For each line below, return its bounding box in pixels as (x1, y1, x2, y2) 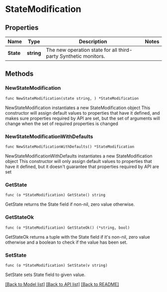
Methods (5, 70, 34, 78)
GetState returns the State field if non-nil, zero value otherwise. (5, 201, 135, 207)
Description (79, 38, 107, 45)
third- (118, 46, 133, 53)
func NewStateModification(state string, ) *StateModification (5, 96, 139, 101)
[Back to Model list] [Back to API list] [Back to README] (5, 281, 119, 287)
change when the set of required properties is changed (5, 121, 118, 127)
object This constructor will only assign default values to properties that (5, 158, 153, 164)
